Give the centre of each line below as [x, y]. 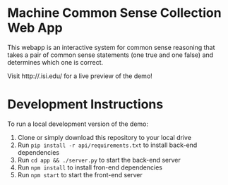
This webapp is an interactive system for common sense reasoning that [111, 47]
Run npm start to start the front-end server [80, 174]
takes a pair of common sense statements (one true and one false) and [110, 55]
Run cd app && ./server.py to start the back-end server [99, 160]
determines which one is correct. [55, 62]
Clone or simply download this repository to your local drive [104, 137]
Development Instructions [85, 104]
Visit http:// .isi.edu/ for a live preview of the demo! [80, 76]
